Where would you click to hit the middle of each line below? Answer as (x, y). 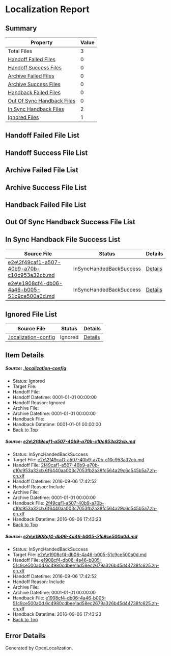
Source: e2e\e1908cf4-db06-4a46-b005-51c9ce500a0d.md (72, 536)
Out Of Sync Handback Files (42, 101)
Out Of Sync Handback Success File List (70, 222)
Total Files (20, 51)
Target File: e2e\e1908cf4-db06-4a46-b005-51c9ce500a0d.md (79, 555)
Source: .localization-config (36, 368)
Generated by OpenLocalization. (39, 648)
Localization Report (48, 9)
